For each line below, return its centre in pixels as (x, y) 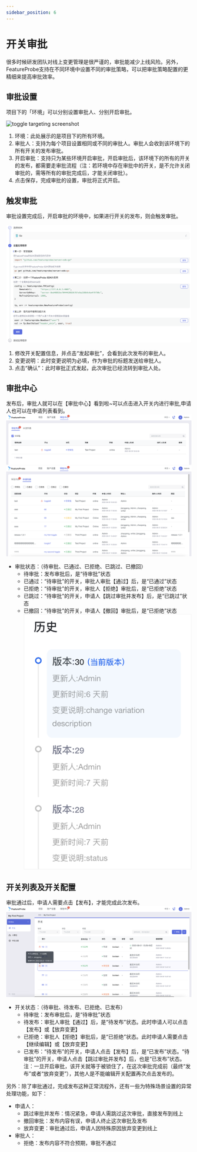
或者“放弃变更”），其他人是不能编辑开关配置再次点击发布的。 (104, 1074)
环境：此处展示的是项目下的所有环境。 (61, 136)
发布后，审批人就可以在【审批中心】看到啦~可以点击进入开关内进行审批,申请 (99, 404)
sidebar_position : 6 (31, 12)
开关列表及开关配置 (41, 887)
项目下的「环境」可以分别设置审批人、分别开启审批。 (71, 112)
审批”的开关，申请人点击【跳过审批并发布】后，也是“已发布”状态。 (104, 1059)
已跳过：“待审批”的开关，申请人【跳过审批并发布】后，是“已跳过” (103, 595)
